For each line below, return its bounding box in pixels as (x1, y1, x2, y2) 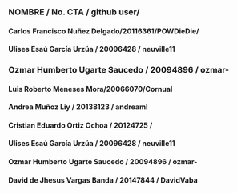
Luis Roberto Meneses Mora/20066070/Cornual (8, 84, 173, 93)
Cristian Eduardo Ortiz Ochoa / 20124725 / (8, 120, 153, 130)
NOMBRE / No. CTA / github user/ (8, 6, 140, 18)
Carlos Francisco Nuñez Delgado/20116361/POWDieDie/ (8, 26, 199, 36)
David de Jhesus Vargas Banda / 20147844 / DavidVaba (8, 175, 198, 185)
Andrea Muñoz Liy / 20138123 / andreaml (8, 102, 148, 112)
